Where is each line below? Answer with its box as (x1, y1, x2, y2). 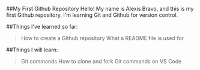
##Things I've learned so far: (6, 23, 78, 30)
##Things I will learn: (6, 46, 58, 53)
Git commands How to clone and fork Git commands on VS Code (20, 58, 182, 65)
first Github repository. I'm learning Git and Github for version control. (6, 11, 178, 19)
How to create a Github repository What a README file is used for (20, 35, 184, 41)
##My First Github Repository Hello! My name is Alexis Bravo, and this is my (6, 5, 194, 12)
